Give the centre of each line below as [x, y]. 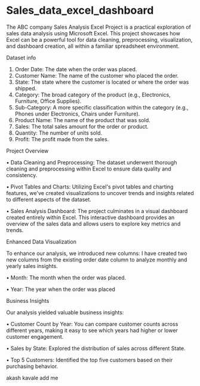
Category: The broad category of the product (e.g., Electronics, [93, 95]
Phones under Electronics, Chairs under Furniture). [77, 114]
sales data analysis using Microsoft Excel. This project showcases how [93, 33]
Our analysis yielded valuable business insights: [65, 312]
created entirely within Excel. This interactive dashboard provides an [90, 217]
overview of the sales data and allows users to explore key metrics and [93, 224]
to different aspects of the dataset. [49, 199]
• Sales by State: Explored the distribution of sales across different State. [96, 348]
